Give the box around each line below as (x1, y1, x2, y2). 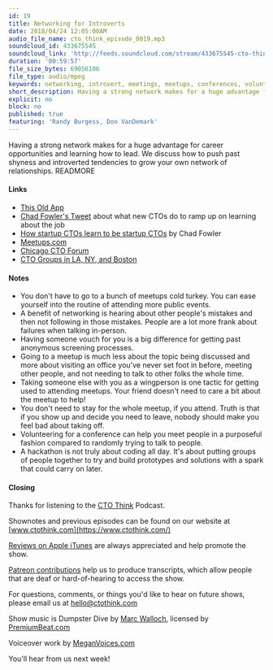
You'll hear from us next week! (8, 654, 110, 663)
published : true (8, 111, 63, 119)
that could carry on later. (19, 464, 103, 474)
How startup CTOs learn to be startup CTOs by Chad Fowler (19, 228, 222, 238)
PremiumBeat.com (8, 623, 71, 633)
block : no (8, 102, 42, 111)
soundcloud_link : (8, 50, 67, 58)
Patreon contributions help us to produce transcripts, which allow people (8, 565, 253, 575)
